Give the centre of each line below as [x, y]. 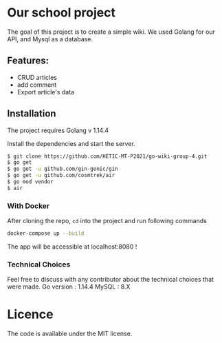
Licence [30, 314]
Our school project [61, 13]
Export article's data [45, 92]
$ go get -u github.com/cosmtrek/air [61, 176]
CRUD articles [37, 77]
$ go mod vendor [30, 182]
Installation [32, 114]
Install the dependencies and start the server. [71, 143]
